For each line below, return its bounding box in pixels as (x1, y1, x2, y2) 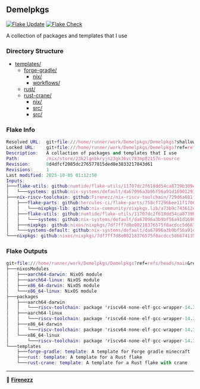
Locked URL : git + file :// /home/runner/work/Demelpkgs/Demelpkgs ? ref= (6, 145, 187, 151)
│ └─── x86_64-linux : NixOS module (6, 288, 97, 294)
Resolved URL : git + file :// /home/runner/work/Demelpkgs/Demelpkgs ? (6, 139, 177, 145)
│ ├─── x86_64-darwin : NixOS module (6, 282, 100, 289)
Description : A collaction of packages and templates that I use (6, 150, 177, 156)
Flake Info (6, 126, 36, 134)
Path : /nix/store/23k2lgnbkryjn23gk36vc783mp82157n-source (6, 156, 180, 162)
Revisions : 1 (6, 166, 49, 173)
